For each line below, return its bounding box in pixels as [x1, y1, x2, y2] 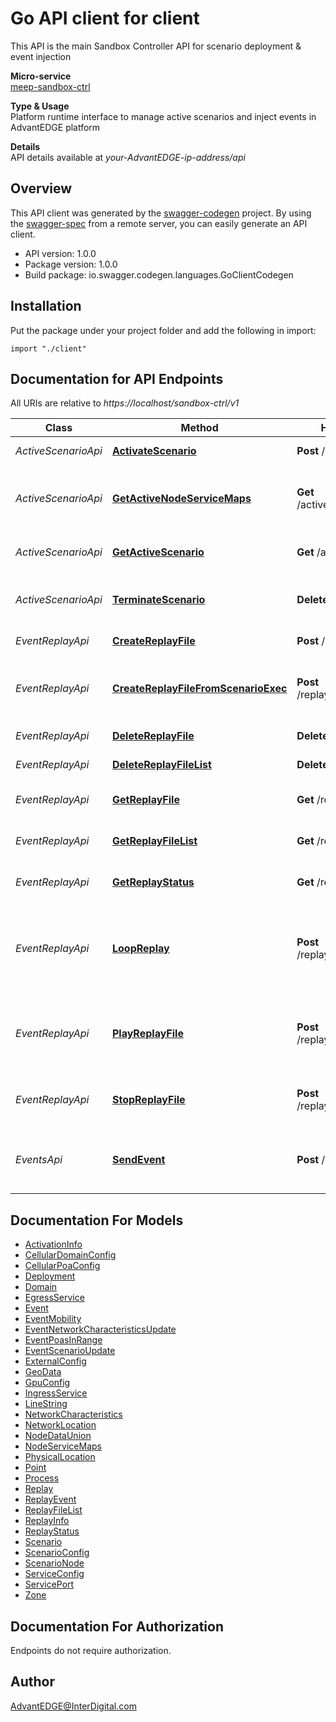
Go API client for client [10, 7, 200, 30]
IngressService [24, 1387, 88, 1399]
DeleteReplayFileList [111, 758, 212, 772]
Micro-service [10, 70, 72, 82]
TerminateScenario [111, 593, 206, 607]
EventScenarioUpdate [24, 1345, 116, 1357]
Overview [10, 180, 73, 197]
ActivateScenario [111, 444, 197, 458]
